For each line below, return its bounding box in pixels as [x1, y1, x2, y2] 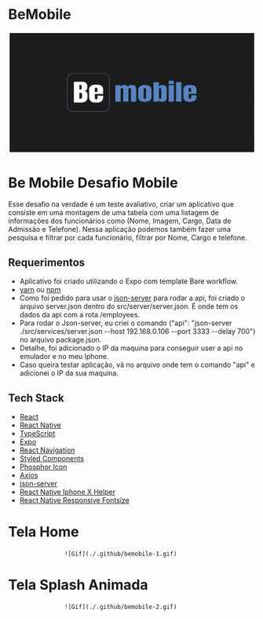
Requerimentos [8, 255, 86, 269]
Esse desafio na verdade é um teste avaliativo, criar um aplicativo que [8, 200, 234, 209]
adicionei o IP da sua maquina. [19, 368, 119, 378]
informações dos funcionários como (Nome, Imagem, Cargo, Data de [8, 216, 232, 225]
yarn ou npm [19, 285, 61, 295]
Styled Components [19, 454, 85, 463]
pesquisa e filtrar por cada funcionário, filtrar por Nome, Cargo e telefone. [8, 233, 247, 243]
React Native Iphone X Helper [19, 487, 116, 496]
